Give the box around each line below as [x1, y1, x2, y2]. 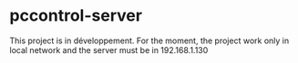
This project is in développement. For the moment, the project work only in [9, 35, 290, 46]
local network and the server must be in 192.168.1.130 [9, 44, 209, 55]
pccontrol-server [9, 5, 143, 26]
